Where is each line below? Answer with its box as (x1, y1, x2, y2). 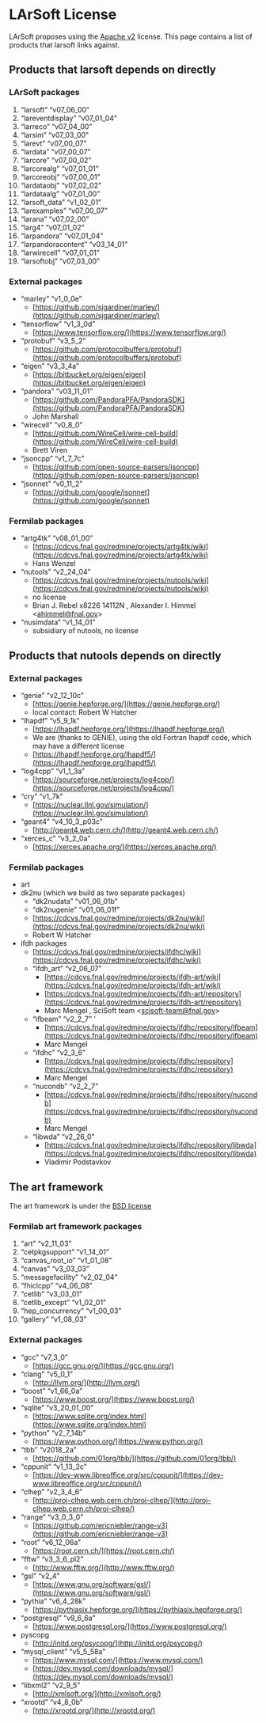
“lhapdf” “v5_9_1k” (20, 715, 80, 725)
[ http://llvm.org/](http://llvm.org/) (32, 1377, 141, 1387)
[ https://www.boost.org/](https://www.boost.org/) (32, 1395, 195, 1404)
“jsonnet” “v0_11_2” (20, 479, 83, 488)
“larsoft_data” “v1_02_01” (20, 197, 101, 207)
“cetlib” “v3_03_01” (20, 1289, 82, 1299)
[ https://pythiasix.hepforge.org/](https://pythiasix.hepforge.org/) (32, 1604, 243, 1614)
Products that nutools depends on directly (9, 649, 222, 662)
